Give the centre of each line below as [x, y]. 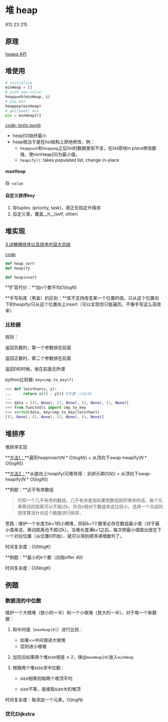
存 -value [14, 183]
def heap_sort [20, 263]
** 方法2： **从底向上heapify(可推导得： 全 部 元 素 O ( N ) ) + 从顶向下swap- [78, 473]
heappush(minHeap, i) [28, 97]
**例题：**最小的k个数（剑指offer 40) [44, 557]
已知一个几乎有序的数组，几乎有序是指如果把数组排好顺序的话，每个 [88, 500]
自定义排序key [20, 196]
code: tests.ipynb [23, 125]
